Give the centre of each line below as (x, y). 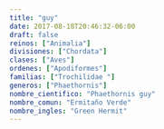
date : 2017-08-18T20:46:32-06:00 (72, 26)
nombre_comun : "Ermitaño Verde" (70, 102)
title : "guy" (34, 18)
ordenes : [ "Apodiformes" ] (58, 69)
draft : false (34, 35)
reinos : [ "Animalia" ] (50, 43)
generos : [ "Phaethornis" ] (58, 85)
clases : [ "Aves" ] (42, 60)
